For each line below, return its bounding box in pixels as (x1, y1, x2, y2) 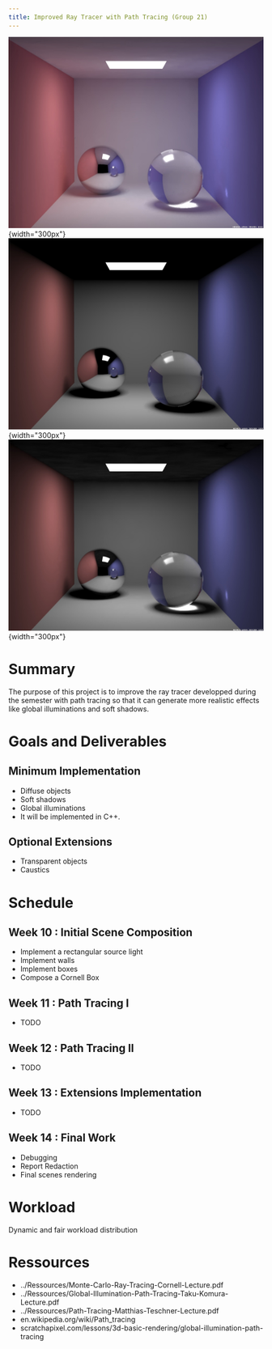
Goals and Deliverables (8, 732, 168, 750)
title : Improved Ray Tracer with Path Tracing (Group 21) (8, 13, 208, 21)
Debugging (19, 1152, 58, 1162)
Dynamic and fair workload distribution (8, 1224, 138, 1234)
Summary (8, 660, 75, 678)
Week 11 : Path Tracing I (8, 996, 130, 1010)
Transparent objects (19, 856, 87, 866)
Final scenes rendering (19, 1169, 97, 1179)
